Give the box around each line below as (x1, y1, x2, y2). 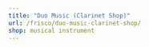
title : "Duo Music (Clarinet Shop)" (8, 11, 131, 20)
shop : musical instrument (8, 26, 95, 34)
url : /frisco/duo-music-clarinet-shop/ (8, 19, 142, 27)
